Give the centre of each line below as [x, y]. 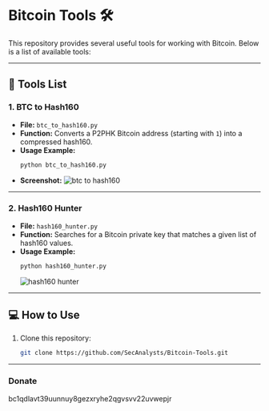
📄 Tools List [38, 85]
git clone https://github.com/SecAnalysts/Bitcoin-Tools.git [124, 353]
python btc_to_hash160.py [63, 165]
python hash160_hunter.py [63, 266]
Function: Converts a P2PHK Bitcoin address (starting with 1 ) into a [131, 133]
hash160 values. [46, 243]
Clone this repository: [55, 338]
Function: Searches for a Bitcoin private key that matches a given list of [138, 234]
